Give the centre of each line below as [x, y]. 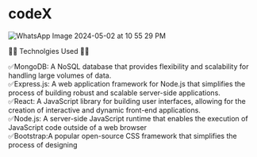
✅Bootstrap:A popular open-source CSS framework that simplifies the [123, 136]
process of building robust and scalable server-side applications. [114, 93]
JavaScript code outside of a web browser [78, 127]
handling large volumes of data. [60, 75]
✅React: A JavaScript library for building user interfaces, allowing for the [127, 101]
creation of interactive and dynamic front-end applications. [104, 110]
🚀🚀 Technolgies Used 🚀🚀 [49, 51]
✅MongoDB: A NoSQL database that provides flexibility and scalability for [128, 66]
